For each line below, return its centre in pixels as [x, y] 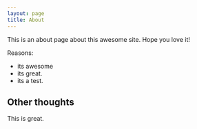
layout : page [26, 13]
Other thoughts [41, 102]
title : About [26, 20]
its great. [30, 73]
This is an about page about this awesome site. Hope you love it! [99, 39]
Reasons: [20, 53]
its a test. [30, 80]
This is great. [26, 119]
